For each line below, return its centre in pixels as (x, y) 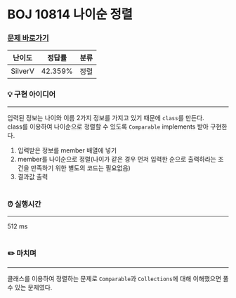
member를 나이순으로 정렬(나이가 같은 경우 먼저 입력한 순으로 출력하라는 (117, 159)
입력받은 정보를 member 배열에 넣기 (67, 150)
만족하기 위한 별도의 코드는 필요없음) (81, 168)
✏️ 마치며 (22, 253)
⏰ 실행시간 (24, 204)
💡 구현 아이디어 (32, 94)
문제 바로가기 (28, 38)
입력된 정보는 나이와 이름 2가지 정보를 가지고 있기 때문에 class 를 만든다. (106, 117)
